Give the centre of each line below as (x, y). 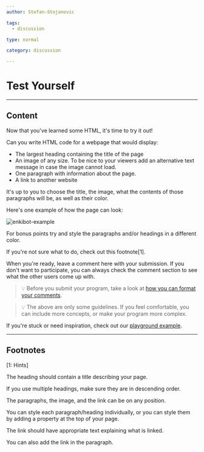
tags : (13, 23)
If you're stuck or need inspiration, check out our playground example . (94, 325)
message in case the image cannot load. (66, 167)
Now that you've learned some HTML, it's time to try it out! (80, 130)
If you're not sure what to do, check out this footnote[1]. (76, 252)
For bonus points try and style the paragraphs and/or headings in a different (101, 233)
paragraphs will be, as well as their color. (57, 198)
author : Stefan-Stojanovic (40, 12)
